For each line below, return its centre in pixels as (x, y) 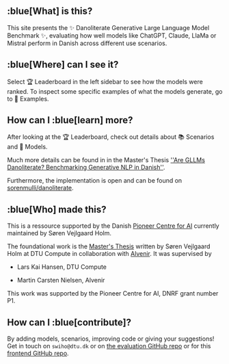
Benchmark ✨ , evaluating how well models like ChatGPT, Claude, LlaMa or (112, 35)
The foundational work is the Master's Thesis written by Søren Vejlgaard (109, 246)
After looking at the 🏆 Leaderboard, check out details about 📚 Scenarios (111, 137)
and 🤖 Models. (27, 147)
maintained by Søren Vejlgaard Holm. (59, 233)
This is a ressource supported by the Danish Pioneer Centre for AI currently (113, 226)
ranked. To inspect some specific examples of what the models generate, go (115, 91)
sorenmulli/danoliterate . (40, 188)
